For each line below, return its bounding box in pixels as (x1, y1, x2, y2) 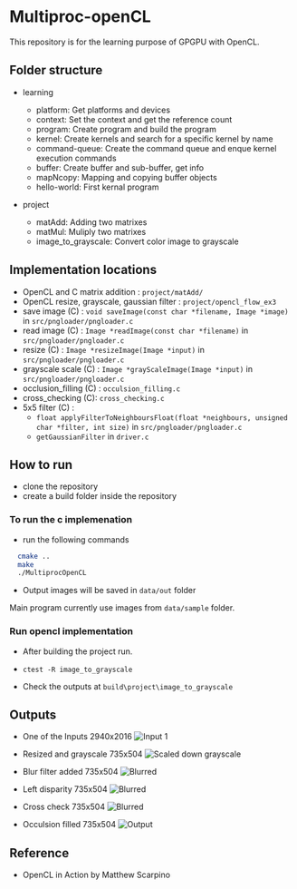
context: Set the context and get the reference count (35, 113, 233, 124)
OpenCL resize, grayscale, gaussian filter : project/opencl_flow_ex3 (22, 296, 277, 307)
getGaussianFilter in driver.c (35, 431, 149, 442)
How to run (9, 456, 73, 473)
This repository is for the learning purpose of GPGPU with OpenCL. (9, 36, 260, 47)
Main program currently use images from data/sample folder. (9, 602, 235, 613)
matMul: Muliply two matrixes (35, 226, 147, 237)
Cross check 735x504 (22, 801, 106, 813)
